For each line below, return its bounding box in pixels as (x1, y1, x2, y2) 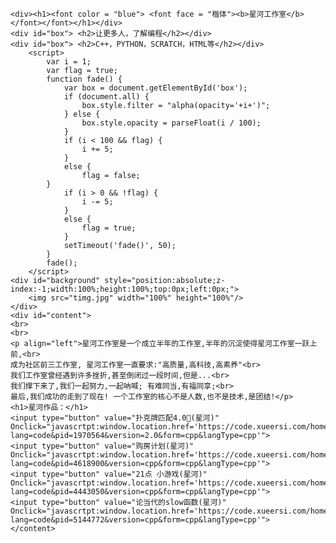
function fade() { (46, 74, 123, 84)
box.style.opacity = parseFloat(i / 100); (81, 118, 262, 128)
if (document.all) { (63, 92, 150, 102)
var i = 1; (46, 57, 92, 67)
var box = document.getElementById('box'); (63, 83, 248, 93)
